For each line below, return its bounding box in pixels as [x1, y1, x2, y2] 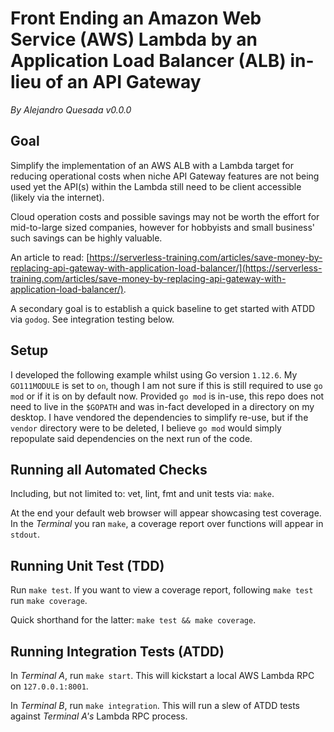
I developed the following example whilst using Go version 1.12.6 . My [10, 368, 298, 381]
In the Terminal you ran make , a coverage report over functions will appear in [10, 518, 324, 530]
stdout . [10, 528, 40, 541]
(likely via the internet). [10, 191, 105, 203]
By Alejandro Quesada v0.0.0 [10, 103, 132, 116]
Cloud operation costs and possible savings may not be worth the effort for [10, 210, 320, 222]
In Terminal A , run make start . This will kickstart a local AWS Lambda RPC [10, 670, 315, 681]
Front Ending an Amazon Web [10, 7, 262, 30]
